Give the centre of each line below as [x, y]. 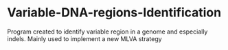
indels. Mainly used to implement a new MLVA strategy [85, 38]
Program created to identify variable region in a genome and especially [107, 32]
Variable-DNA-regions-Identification [114, 13]
